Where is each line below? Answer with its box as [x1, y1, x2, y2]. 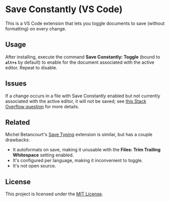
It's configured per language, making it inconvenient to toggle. [12, 157, 143, 164]
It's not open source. [12, 163, 56, 169]
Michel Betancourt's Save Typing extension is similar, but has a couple [5, 132, 153, 138]
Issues [5, 79, 27, 88]
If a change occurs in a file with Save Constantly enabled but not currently [5, 93, 161, 99]
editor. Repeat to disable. [5, 64, 57, 70]
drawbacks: [5, 137, 30, 143]
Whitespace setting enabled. [12, 152, 74, 158]
